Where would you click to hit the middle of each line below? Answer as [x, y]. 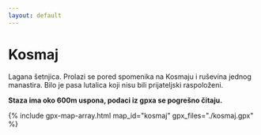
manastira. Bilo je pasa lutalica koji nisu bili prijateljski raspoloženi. [116, 84]
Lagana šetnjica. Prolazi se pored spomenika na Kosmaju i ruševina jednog [130, 77]
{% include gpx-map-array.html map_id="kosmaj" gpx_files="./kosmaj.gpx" [131, 115]
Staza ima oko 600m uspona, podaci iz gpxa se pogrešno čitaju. [115, 100]
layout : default [35, 15]
